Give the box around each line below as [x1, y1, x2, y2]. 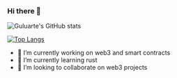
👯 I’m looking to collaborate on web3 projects [17, 64, 148, 72]
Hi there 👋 [7, 6, 42, 16]
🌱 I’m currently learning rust [17, 56, 98, 64]
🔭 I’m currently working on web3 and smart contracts [17, 48, 171, 57]
